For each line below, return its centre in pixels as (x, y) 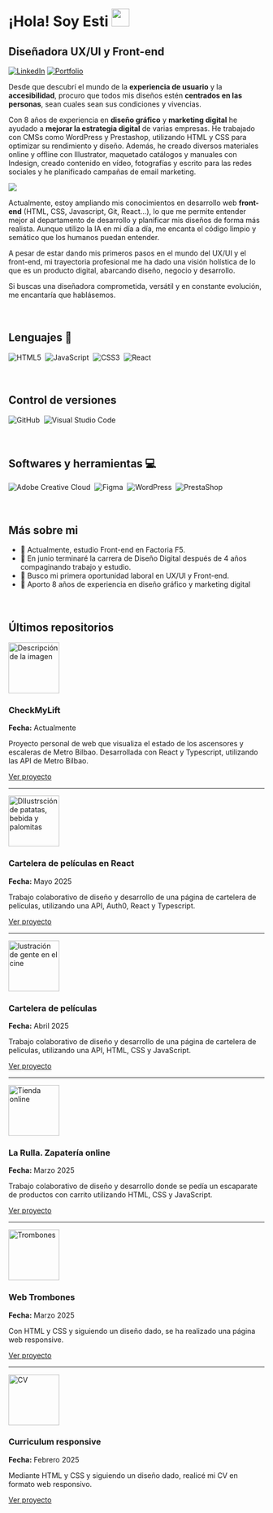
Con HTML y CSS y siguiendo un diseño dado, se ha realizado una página (132, 1331)
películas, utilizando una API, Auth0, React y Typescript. (102, 905)
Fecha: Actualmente (42, 728)
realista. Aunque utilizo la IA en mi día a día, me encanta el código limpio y (132, 229)
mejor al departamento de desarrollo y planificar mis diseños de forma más (134, 220)
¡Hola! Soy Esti (58, 22)
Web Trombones (42, 1297)
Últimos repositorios (61, 627)
